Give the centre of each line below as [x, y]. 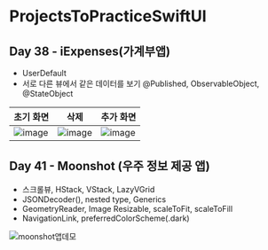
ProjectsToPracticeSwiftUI [108, 16]
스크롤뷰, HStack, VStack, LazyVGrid [88, 189]
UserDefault [44, 73]
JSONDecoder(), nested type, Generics [94, 199]
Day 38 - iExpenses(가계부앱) [90, 51]
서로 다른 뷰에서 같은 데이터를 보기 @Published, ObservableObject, [141, 83]
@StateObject [47, 94]
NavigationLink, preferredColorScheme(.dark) [106, 218]
